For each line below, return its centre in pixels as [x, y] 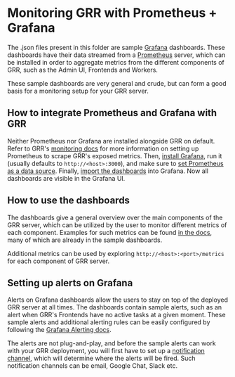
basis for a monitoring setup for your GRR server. [78, 91]
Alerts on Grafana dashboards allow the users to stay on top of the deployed [117, 300]
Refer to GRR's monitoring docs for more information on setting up [103, 148]
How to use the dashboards [68, 201]
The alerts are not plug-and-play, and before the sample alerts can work [112, 343]
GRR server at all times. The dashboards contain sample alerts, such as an [115, 307]
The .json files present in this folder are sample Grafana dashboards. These [116, 47]
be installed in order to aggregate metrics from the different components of [116, 62]
